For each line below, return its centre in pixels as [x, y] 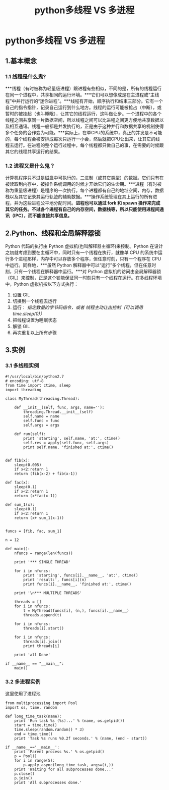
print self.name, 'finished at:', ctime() [68, 447]
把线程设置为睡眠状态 [34, 320]
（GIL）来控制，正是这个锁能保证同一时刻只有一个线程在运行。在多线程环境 [84, 278]
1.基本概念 [21, 61]
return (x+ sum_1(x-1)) [39, 518]
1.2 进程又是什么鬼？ [30, 166]
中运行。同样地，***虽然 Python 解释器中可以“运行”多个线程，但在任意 [78, 265]
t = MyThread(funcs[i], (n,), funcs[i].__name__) [76, 611]
